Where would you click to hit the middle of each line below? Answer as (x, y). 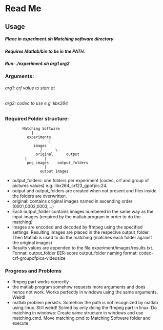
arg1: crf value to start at (30, 88)
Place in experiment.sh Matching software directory (59, 39)
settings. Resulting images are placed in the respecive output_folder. (81, 232)
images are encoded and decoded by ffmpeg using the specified (77, 227)
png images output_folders (58, 163)
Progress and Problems (33, 271)
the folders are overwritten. (40, 196)
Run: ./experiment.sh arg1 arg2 (37, 63)
